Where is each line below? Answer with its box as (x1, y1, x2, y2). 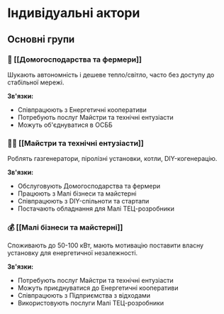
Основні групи (7, 33, 75, 45)
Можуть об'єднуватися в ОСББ (17, 120, 113, 129)
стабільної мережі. (7, 78, 65, 86)
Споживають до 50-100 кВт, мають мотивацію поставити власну (7, 241, 204, 249)
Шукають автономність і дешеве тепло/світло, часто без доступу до (7, 70, 215, 79)
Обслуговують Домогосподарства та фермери (17, 182, 161, 191)
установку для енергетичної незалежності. (7, 249, 138, 257)
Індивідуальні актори (7, 5, 140, 21)
